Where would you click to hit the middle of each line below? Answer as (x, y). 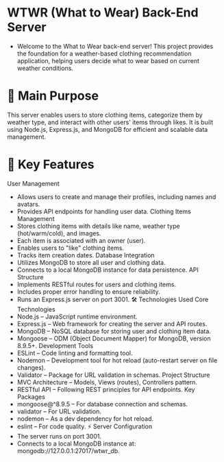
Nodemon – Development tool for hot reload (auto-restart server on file (117, 360)
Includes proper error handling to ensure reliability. (89, 291)
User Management (33, 183)
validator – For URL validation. (59, 411)
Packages (31, 397)
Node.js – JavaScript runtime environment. (77, 316)
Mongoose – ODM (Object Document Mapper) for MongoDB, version (114, 338)
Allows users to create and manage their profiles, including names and (116, 196)
